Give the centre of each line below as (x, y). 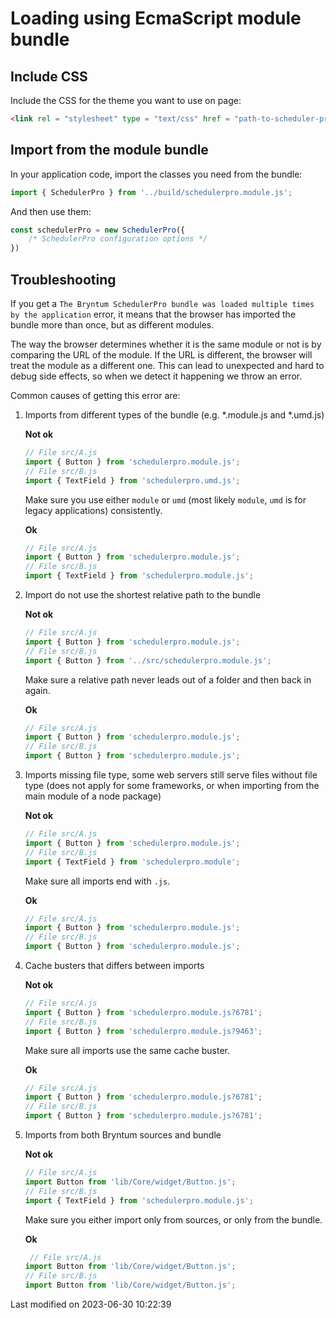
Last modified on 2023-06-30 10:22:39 (91, 1304)
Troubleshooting (63, 279)
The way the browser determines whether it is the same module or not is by (166, 344)
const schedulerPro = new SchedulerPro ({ (98, 230)
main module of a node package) (93, 796)
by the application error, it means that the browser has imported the (153, 314)
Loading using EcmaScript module (156, 18)
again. (37, 690)
